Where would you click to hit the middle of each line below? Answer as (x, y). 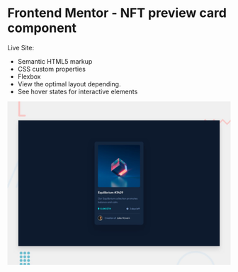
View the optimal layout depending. (69, 84)
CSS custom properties (52, 69)
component (42, 28)
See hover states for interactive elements (78, 91)
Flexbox (29, 76)
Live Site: (21, 47)
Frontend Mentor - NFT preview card (117, 13)
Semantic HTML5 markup (55, 61)
